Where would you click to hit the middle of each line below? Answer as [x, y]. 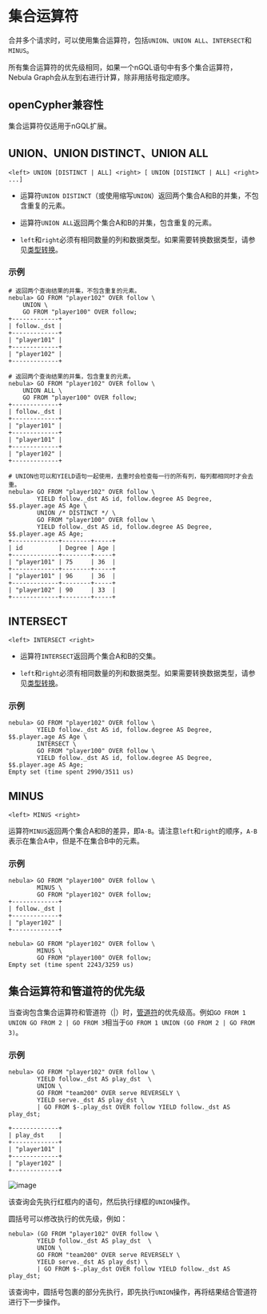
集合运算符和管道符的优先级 [77, 991]
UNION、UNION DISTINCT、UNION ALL [108, 154]
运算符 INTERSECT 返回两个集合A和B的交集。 [90, 656]
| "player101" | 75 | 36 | [62, 562]
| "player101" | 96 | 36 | [62, 576]
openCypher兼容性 [56, 105]
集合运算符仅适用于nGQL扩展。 [60, 126]
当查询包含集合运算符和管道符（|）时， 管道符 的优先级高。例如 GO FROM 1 [127, 1012]
